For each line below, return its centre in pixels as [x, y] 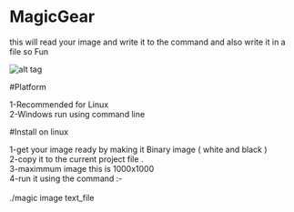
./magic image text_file [52, 197]
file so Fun [29, 51]
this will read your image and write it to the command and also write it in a [147, 42]
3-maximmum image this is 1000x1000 [82, 168]
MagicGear [52, 17]
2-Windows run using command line [77, 114]
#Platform [28, 86]
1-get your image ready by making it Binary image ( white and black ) [138, 149]
